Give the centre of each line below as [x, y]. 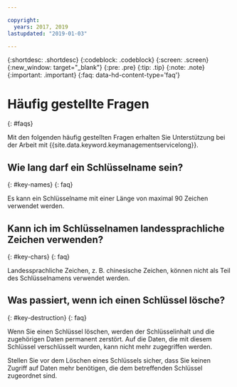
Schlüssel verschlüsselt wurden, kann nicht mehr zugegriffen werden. [110, 346]
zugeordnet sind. [32, 376]
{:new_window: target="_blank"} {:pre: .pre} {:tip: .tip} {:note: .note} [106, 68]
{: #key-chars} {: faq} [38, 257]
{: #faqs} [20, 124]
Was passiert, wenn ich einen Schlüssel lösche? [116, 300]
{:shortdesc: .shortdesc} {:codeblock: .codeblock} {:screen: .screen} [108, 60]
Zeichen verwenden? [56, 239]
